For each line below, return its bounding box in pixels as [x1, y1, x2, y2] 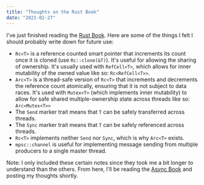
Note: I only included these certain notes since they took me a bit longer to [6, 159, 194, 166]
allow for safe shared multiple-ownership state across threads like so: [15, 95, 190, 103]
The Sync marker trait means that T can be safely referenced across [15, 121, 185, 128]
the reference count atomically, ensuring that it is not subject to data [15, 82, 187, 89]
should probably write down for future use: [6, 38, 114, 45]
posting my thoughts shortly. [6, 172, 79, 179]
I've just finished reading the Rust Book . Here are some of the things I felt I [6, 31, 193, 38]
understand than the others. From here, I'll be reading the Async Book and [6, 165, 192, 173]
